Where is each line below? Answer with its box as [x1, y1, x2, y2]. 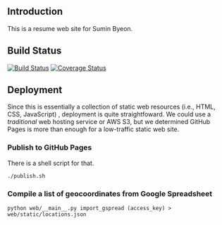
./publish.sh [7, 172, 46, 179]
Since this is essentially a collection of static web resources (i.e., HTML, [7, 102, 216, 111]
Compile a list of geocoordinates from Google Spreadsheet [7, 188, 213, 198]
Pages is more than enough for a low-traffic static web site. [7, 125, 180, 133]
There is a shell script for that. [7, 159, 94, 167]
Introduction [7, 6, 63, 18]
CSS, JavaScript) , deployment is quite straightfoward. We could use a [7, 110, 211, 118]
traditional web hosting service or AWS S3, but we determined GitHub [7, 118, 211, 126]
